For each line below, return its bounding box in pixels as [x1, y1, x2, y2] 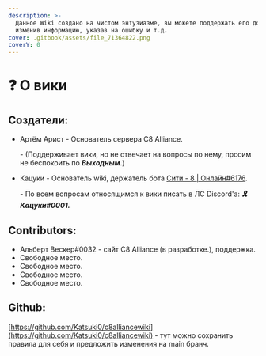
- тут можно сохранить [154, 330, 234, 340]
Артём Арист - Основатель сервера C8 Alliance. [19, 134, 184, 144]
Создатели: [8, 113, 69, 127]
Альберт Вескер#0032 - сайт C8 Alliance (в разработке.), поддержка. [19, 244, 256, 254]
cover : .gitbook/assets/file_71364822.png [8, 33, 150, 42]
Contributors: [8, 223, 77, 237]
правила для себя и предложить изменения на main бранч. [8, 339, 210, 348]
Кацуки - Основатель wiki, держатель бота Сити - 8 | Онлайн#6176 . [19, 173, 248, 183]
